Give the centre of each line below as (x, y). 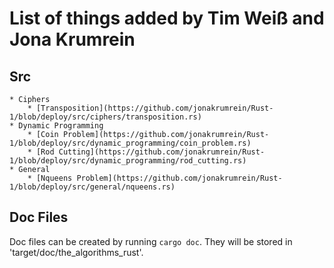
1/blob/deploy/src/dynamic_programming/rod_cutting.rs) (128, 161)
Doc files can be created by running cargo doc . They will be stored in (151, 241)
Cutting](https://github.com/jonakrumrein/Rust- (162, 152)
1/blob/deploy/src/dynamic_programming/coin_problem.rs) (130, 143)
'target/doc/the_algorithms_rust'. (76, 252)
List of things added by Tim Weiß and (167, 18)
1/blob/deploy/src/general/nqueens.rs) (92, 187)
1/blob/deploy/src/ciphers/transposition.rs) (105, 117)
